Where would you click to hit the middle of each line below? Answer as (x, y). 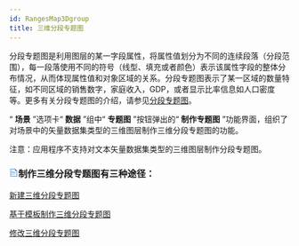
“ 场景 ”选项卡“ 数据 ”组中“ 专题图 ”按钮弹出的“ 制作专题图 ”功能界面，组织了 (149, 119)
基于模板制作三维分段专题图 (60, 214)
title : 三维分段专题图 (47, 28)
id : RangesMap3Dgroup (49, 19)
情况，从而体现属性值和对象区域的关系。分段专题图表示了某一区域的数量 (149, 78)
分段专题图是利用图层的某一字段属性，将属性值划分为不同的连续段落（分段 (145, 56)
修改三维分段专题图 (44, 233)
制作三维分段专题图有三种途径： (87, 174)
